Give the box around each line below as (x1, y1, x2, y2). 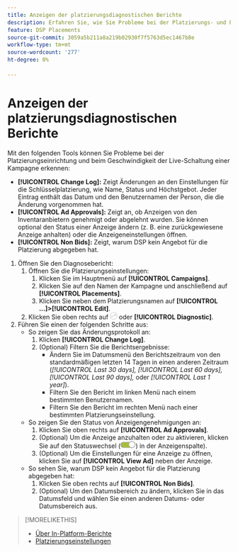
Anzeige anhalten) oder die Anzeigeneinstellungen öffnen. (17, 230, 188, 239)
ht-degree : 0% (7, 57, 50, 64)
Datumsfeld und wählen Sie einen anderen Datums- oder (38, 494, 205, 502)
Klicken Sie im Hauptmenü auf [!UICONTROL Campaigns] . (38, 274, 210, 283)
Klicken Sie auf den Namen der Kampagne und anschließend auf (38, 281, 228, 290)
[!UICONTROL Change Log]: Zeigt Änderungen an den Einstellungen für (17, 177, 229, 186)
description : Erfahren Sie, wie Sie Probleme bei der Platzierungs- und (7, 18, 227, 26)
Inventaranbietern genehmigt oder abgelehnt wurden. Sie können (17, 215, 209, 223)
